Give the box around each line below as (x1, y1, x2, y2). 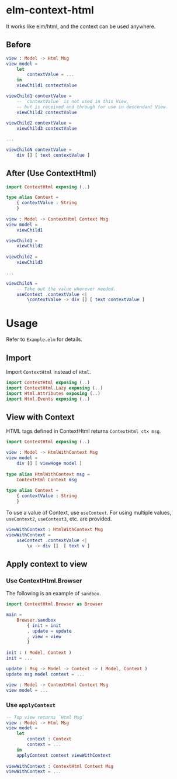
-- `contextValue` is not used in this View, (16, 98, 130, 104)
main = (6, 612, 22, 618)
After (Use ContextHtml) (6, 168, 97, 178)
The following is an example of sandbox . (6, 590, 101, 597)
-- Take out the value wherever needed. (16, 286, 116, 292)
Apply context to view (6, 559, 88, 569)
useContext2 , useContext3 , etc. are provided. (6, 515, 112, 522)
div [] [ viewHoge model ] (16, 460, 82, 466)
